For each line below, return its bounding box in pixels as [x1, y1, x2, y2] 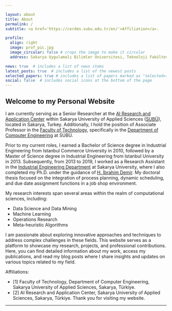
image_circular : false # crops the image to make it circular [10, 50, 145, 55]
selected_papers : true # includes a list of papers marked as [5, 73, 141, 78]
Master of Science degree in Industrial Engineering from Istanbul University [5, 153, 164, 159]
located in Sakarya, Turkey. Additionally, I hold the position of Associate [5, 121, 156, 127]
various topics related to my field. [5, 259, 76, 265]
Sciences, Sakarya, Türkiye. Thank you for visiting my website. [12, 295, 145, 301]
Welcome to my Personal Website [5, 97, 115, 105]
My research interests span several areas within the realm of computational [5, 190, 164, 196]
